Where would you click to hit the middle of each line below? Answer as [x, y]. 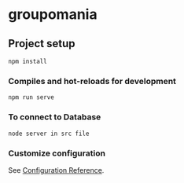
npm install [28, 61]
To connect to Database [55, 117]
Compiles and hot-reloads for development [92, 81]
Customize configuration [57, 153]
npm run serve [31, 97]
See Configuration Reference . [56, 170]
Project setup [42, 44]
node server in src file [49, 134]
